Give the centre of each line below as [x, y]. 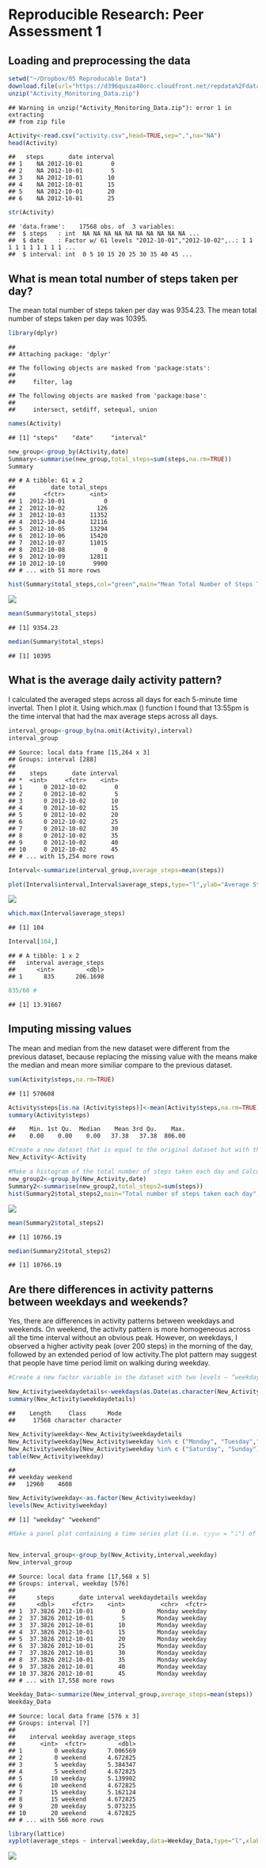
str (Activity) [32, 213]
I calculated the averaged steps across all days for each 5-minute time [123, 699]
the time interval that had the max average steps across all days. [113, 716]
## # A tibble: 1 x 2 [44, 956]
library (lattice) [37, 1834]
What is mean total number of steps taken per [123, 279]
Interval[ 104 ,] [33, 942]
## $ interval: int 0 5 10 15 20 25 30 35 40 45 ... [101, 255]
